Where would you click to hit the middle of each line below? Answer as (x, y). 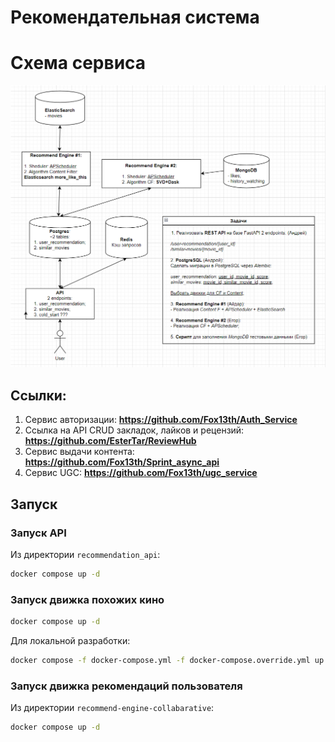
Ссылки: (38, 395)
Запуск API (38, 533)
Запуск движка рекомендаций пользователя (126, 686)
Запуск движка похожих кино (87, 599)
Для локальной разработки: (70, 640)
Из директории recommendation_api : (85, 554)
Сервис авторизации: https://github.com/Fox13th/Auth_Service (161, 420)
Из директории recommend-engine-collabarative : (112, 708)
